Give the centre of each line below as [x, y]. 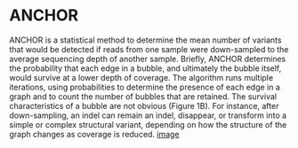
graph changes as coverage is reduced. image [94, 134]
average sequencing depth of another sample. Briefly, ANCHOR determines [148, 58]
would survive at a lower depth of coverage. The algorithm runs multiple [141, 77]
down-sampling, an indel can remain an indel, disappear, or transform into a [148, 115]
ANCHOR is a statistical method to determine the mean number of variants [145, 40]
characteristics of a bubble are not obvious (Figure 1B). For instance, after [144, 105]
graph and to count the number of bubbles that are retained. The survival [143, 96]
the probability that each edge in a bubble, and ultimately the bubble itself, [145, 68]
